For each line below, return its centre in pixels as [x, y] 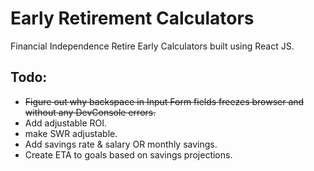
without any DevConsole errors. [90, 112]
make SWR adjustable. [71, 133]
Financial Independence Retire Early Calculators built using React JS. [152, 46]
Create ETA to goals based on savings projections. [128, 154]
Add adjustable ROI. [66, 123]
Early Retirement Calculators [132, 18]
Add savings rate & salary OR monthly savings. [121, 144]
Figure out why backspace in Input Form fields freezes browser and [164, 101]
